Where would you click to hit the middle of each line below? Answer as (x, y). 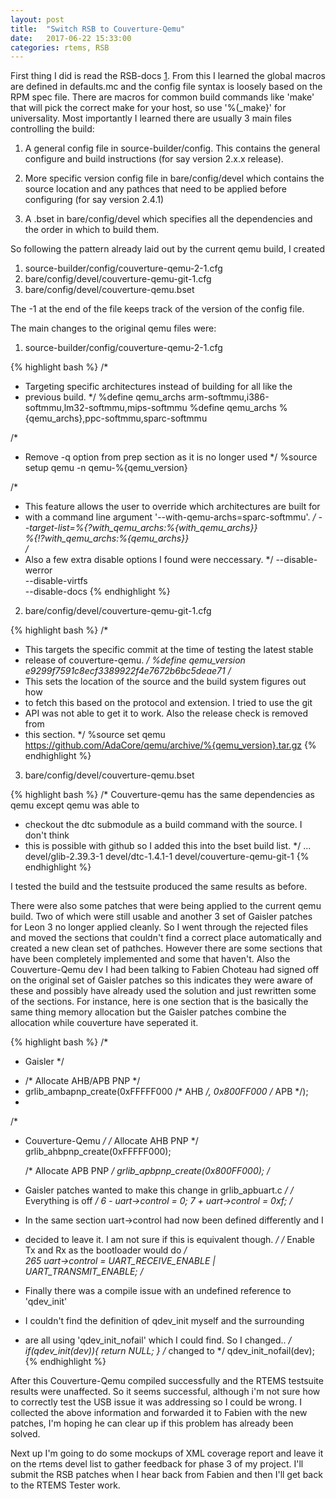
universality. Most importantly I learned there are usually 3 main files (151, 118)
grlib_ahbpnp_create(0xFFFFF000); (98, 1152)
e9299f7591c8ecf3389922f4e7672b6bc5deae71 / (128, 671)
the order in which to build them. (92, 230)
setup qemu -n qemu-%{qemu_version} (106, 468)
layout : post (37, 19)
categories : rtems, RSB (60, 47)
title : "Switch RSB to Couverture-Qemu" (98, 29)
